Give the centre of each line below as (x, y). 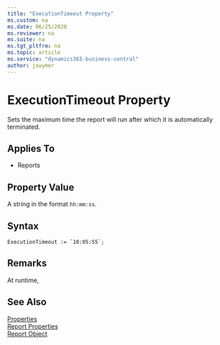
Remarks (27, 263)
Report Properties (33, 326)
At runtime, (23, 280)
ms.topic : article (34, 53)
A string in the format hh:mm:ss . (52, 204)
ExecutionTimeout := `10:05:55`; (56, 242)
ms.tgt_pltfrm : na (34, 46)
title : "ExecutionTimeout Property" (60, 14)
